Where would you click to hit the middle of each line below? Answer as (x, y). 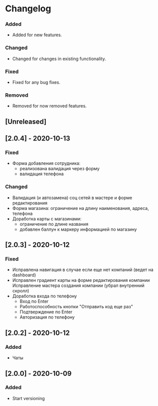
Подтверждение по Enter (46, 312)
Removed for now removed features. (49, 106)
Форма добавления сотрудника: (46, 163)
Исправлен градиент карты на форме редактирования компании (81, 280)
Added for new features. (37, 35)
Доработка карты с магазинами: (47, 218)
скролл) (21, 291)
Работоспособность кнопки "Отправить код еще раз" (76, 307)
